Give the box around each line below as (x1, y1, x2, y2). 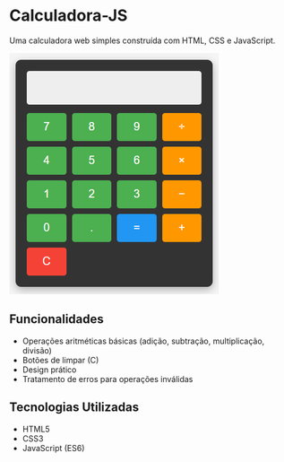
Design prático (22, 364, 77, 375)
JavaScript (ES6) (22, 442, 85, 453)
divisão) (22, 344, 52, 355)
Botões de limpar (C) (22, 354, 99, 365)
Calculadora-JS (9, 5, 128, 26)
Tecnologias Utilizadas (9, 400, 140, 415)
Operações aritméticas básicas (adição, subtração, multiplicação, (22, 336, 265, 346)
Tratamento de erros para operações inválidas (22, 373, 194, 384)
